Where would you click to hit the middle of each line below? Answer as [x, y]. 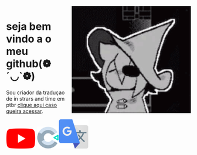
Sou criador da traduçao [35, 92]
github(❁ [29, 64]
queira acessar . [25, 111]
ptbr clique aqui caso [32, 105]
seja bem [29, 27]
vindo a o [29, 39]
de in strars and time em [35, 98]
